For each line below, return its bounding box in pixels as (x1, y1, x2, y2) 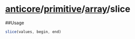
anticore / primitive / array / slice (5, 3, 130, 15)
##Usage (5, 20, 24, 26)
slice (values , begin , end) (5, 29, 61, 34)
